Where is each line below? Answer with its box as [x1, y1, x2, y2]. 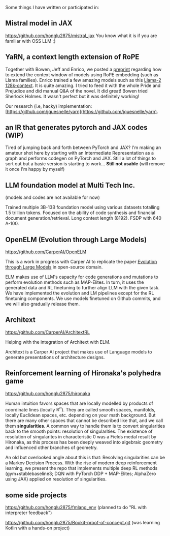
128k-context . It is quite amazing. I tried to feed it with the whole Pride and [5, 82, 161, 88]
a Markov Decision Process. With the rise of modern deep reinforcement [5, 460, 157, 466]
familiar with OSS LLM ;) [5, 38, 56, 44]
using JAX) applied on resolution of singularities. [5, 476, 107, 482]
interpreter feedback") [5, 510, 52, 516]
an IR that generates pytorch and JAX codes [5, 123, 148, 132]
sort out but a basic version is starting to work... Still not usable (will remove [5, 161, 165, 167]
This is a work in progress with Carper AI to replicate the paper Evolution [5, 259, 157, 265]
